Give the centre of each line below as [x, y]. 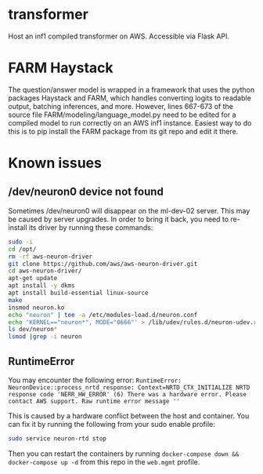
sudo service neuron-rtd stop [58, 438]
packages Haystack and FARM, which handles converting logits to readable [130, 98]
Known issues [55, 163]
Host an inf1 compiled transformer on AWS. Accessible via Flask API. [119, 36]
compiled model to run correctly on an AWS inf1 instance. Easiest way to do [130, 122]
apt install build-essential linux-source [78, 293]
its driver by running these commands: [91, 227]
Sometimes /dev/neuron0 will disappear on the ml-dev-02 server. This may [129, 210]
